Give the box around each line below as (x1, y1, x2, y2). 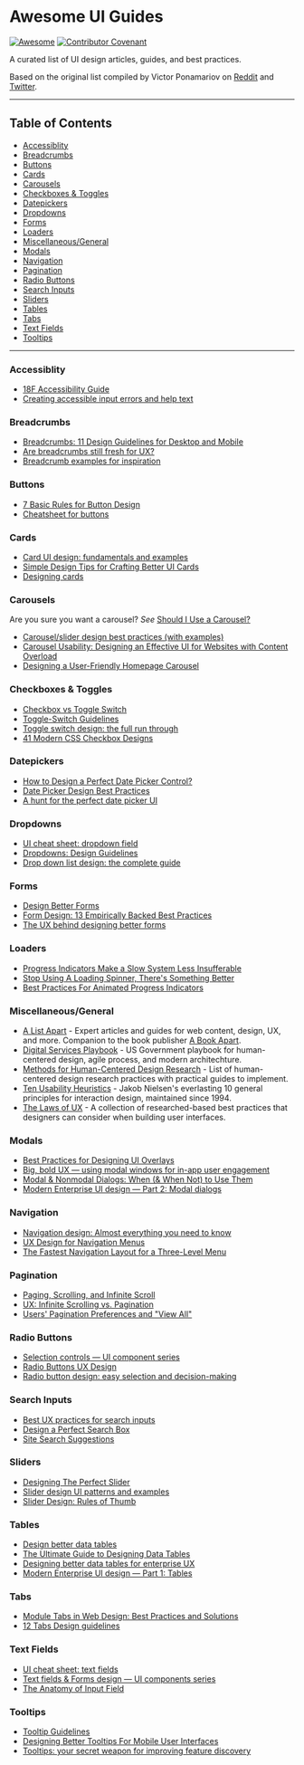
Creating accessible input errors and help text (22, 394, 194, 405)
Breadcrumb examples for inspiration (22, 455, 161, 467)
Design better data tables (22, 1539, 118, 1550)
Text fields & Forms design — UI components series (22, 1673, 216, 1684)
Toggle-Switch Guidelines (22, 713, 119, 724)
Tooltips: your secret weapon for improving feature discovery (22, 1745, 252, 1756)
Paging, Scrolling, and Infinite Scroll (22, 1289, 156, 1300)
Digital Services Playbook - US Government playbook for (22, 1045, 235, 1055)
